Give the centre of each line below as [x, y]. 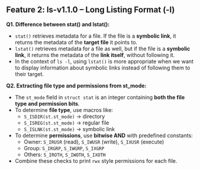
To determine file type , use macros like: [64, 110]
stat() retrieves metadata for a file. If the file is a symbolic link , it [95, 36]
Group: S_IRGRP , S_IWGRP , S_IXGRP [64, 148]
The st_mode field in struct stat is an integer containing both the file [100, 97]
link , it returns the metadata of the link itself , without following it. [95, 55]
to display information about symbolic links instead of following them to [102, 68]
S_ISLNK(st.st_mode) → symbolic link [69, 129]
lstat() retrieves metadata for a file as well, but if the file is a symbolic [102, 48]
